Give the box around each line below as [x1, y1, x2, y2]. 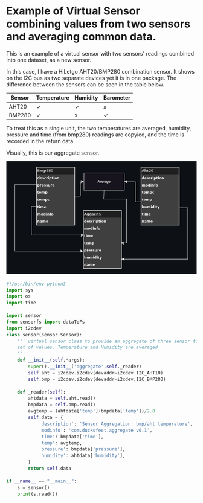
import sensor [6, 313, 42, 319]
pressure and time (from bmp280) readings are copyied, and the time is [6, 131, 185, 138]
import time [6, 300, 36, 306]
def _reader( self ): [17, 389, 66, 395]
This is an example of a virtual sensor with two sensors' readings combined [6, 50, 195, 57]
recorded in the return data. [6, 138, 76, 145]
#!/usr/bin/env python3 [6, 281, 66, 287]
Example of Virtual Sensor [6, 4, 140, 18]
